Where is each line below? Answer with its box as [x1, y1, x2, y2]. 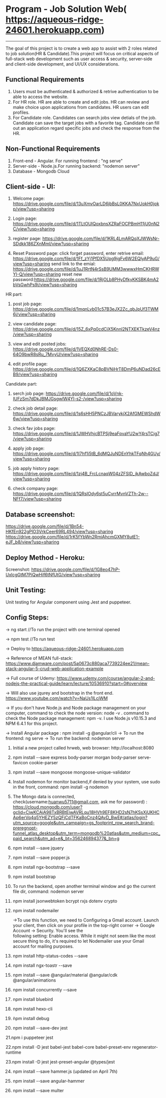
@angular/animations [12, 977, 56, 983]
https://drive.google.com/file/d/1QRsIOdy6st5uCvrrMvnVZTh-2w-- [12, 491, 149, 496]
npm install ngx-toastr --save [12, 962, 72, 968]
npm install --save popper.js [12, 854, 70, 860]
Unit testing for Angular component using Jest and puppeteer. [5, 599, 132, 605]
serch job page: [12, 390, 45, 396]
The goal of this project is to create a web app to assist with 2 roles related [5, 45, 157, 51]
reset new [62, 271, 83, 277]
